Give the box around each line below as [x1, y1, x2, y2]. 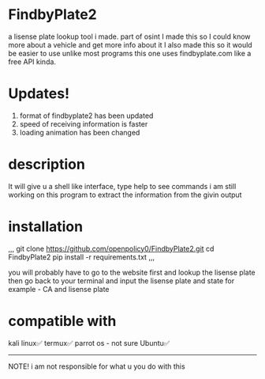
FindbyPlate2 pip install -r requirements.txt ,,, [8, 252, 155, 262]
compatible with [8, 312, 117, 330]
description [8, 156, 85, 173]
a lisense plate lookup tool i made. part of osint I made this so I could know [8, 32, 251, 41]
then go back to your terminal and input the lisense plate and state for [8, 275, 235, 286]
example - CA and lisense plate [8, 284, 110, 294]
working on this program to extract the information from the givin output [8, 190, 242, 199]
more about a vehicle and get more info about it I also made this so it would [8, 40, 252, 49]
